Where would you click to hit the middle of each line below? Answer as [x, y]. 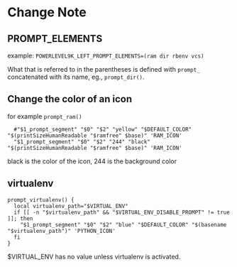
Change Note [47, 12]
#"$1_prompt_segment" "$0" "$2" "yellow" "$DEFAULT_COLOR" [103, 129]
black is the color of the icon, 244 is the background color [92, 161]
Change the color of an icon [70, 99]
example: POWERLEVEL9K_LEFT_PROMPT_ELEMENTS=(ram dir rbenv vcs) [106, 55]
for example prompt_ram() [45, 116]
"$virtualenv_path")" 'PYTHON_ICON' [61, 231]
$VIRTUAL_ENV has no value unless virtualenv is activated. [94, 256]
